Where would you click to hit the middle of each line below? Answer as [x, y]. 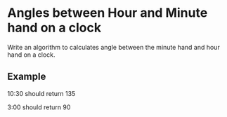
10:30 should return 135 [41, 93]
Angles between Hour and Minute [108, 13]
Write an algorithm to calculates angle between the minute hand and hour [113, 47]
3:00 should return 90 [39, 107]
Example [27, 77]
